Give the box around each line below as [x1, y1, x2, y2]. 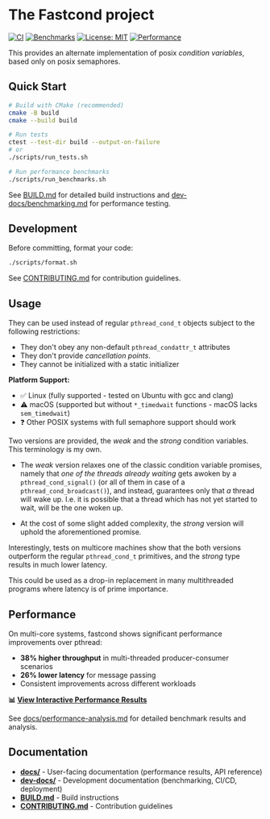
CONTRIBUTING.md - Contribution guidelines [19, 800, 173, 811]
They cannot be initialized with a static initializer [19, 360, 180, 369]
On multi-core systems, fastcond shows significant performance [8, 629, 223, 638]
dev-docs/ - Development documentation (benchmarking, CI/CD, [19, 775, 238, 785]
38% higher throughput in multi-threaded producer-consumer [19, 653, 230, 663]
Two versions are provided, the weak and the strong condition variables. [8, 436, 249, 446]
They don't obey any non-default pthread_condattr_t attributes [19, 343, 231, 352]
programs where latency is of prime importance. [8, 584, 169, 594]
